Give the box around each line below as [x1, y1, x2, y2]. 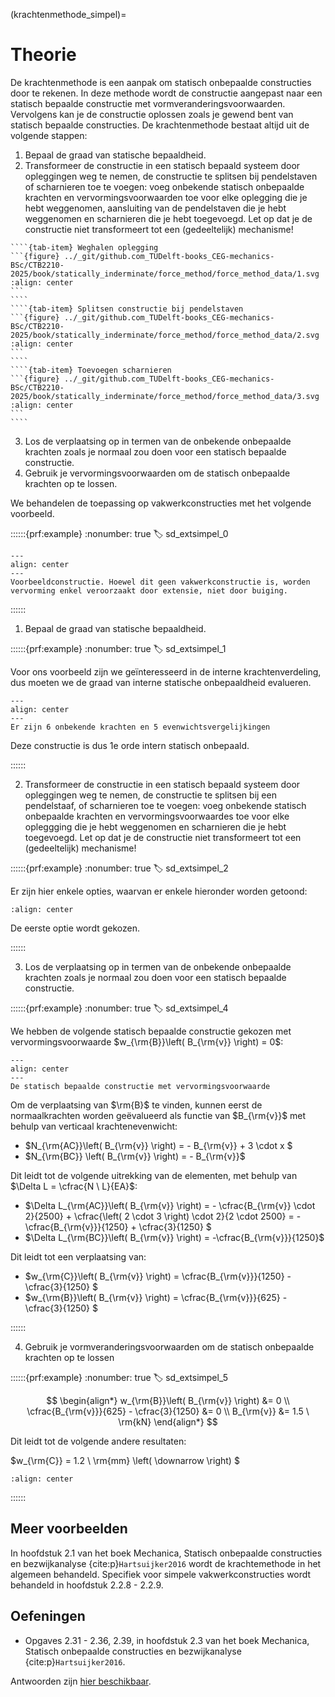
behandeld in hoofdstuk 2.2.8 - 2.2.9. [10, 1579, 164, 1591]
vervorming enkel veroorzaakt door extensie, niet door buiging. [10, 585, 288, 596]
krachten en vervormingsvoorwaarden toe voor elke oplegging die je [24, 191, 308, 203]
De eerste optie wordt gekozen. [10, 922, 140, 934]
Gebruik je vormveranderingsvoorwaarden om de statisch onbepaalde [24, 1340, 315, 1353]
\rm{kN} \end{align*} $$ [118, 1415, 218, 1428]
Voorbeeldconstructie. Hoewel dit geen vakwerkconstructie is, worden [10, 577, 311, 587]
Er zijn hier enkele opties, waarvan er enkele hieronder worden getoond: [10, 885, 308, 897]
